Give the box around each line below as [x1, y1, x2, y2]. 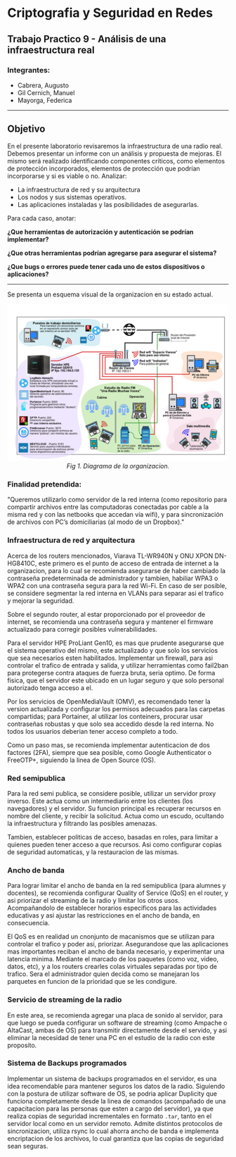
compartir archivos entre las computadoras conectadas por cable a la [7, 503, 209, 511]
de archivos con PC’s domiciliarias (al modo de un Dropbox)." [7, 518, 185, 526]
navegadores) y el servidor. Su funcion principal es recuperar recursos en [7, 804, 221, 813]
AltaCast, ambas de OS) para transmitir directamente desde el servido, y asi [7, 1026, 227, 1034]
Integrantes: [7, 65, 51, 75]
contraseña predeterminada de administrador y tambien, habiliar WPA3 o [7, 574, 218, 582]
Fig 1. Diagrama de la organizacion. [66, 462, 170, 470]
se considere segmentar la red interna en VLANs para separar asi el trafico [7, 589, 224, 597]
